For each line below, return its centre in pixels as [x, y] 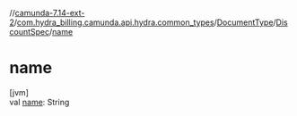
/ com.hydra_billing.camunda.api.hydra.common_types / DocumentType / [145, 22]
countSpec [30, 32]
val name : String [39, 102]
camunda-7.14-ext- [50, 13]
